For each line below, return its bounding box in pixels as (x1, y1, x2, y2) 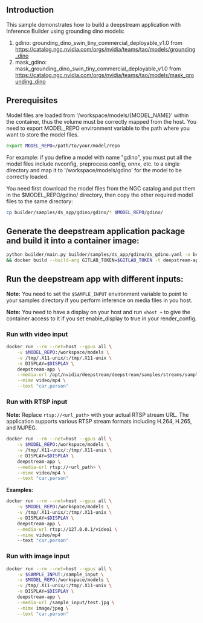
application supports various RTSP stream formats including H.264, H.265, (6, 418, 192, 425)
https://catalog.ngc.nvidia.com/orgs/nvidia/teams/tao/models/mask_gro (14, 71, 195, 78)
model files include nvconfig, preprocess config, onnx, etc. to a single (6, 160, 180, 167)
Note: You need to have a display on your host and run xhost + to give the (6, 308, 190, 315)
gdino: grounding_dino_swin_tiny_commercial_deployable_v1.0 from (14, 39, 182, 46)
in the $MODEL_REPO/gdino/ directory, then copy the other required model (6, 191, 193, 198)
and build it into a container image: (6, 235, 140, 246)
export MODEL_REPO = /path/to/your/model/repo (6, 143, 120, 149)
